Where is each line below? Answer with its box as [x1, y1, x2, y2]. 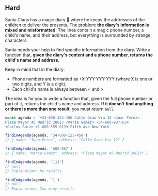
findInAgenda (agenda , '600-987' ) [5, 147, 73, 151]
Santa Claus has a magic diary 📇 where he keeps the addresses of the [5, 16, 145, 22]
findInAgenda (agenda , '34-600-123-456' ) [5, 133, 88, 138]
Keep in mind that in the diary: [5, 66, 65, 72]
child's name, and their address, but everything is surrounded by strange [5, 32, 151, 38]
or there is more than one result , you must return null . [5, 106, 115, 112]
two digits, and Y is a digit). [12, 81, 67, 87]
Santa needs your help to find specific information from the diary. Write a [5, 47, 151, 52]
